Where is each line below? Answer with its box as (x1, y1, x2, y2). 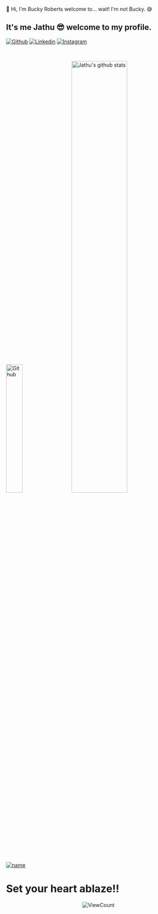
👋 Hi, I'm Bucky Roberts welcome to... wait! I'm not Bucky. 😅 (6, 6, 153, 12)
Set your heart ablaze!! (6, 882, 120, 895)
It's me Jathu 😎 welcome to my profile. (6, 22, 152, 32)
